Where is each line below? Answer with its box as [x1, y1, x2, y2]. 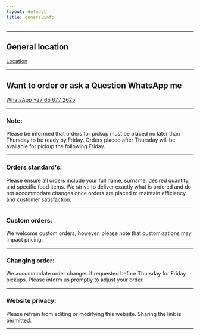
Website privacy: [6, 297, 57, 305]
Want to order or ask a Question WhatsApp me [6, 80, 182, 90]
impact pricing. [6, 236, 43, 243]
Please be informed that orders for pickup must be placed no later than [6, 130, 180, 137]
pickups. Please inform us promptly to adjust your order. [6, 276, 144, 283]
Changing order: [6, 256, 55, 265]
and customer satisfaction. [6, 196, 71, 203]
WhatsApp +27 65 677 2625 [6, 96, 76, 104]
